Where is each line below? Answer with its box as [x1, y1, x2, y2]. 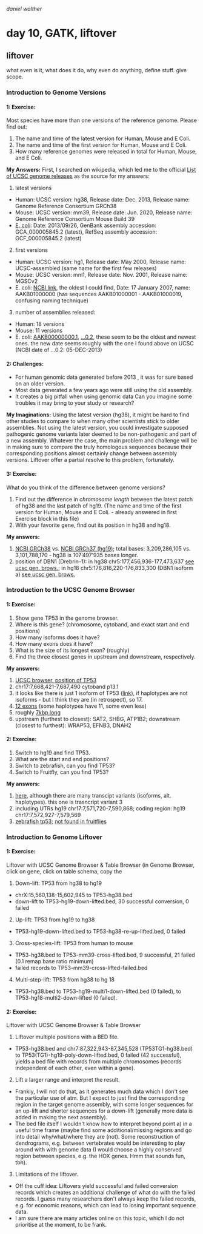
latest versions [15, 185, 52, 192]
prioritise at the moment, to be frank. [15, 1221, 107, 1229]
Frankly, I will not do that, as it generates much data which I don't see [15, 1088, 188, 1095]
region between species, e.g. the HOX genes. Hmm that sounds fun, [15, 1153, 186, 1160]
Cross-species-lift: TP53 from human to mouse [15, 939, 133, 946]
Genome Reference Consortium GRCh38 [15, 203, 117, 210]
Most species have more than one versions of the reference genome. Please [6, 117, 197, 124]
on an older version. [15, 380, 65, 387]
